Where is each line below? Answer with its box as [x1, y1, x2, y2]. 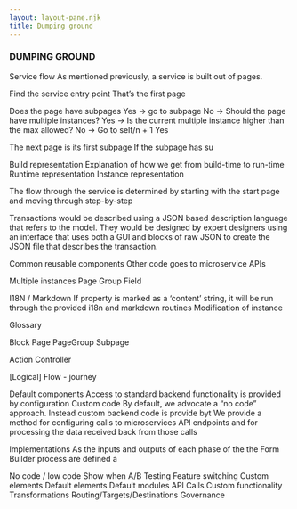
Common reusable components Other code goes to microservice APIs [9, 258, 267, 268]
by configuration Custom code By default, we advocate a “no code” [9, 398, 257, 408]
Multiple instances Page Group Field [9, 275, 142, 286]
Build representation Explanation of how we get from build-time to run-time [9, 159, 285, 169]
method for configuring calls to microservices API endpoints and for [9, 416, 258, 428]
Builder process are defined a [9, 453, 118, 464]
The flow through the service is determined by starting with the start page [9, 185, 280, 196]
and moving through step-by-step [9, 195, 133, 206]
